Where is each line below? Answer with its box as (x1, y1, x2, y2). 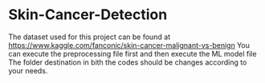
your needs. (8, 65, 48, 75)
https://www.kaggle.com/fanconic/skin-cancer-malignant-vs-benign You (8, 40, 251, 49)
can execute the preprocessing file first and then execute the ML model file (8, 49, 257, 58)
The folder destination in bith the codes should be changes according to (8, 57, 247, 67)
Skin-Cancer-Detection (8, 6, 168, 24)
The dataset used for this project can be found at (8, 32, 171, 41)
